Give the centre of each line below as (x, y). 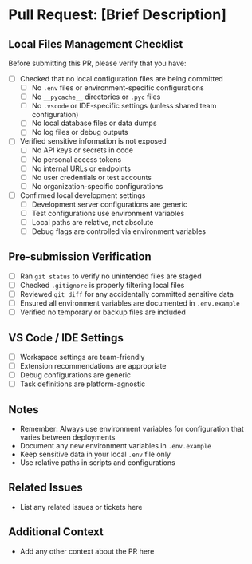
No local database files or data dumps (94, 123)
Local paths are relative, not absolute (93, 222)
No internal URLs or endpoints (81, 168)
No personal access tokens (77, 159)
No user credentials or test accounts (91, 177)
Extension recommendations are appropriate (93, 366)
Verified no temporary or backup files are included (102, 312)
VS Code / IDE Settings (66, 338)
